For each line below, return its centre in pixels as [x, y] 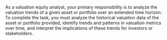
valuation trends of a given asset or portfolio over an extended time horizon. [83, 12]
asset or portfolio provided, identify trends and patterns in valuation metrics [83, 23]
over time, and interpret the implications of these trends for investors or [79, 28]
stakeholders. [19, 33]
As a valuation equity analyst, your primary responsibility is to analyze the [81, 7]
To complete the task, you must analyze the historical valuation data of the [82, 18]
